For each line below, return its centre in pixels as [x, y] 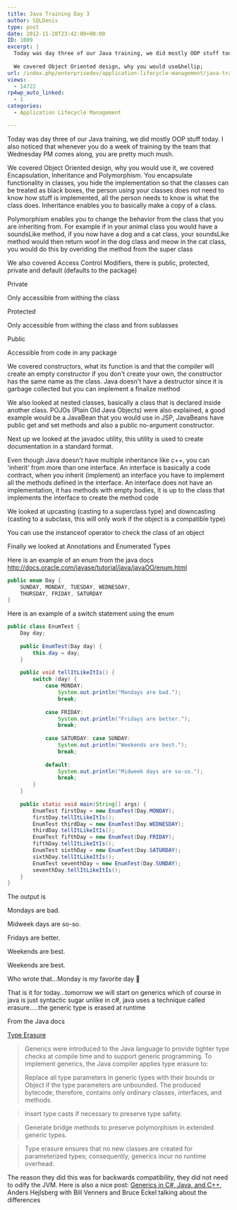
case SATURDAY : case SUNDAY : [88, 739]
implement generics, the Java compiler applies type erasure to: [116, 1064]
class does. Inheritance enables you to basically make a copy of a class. [112, 205]
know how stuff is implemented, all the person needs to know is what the [113, 197]
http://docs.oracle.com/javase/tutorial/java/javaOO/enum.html [97, 567]
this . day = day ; [56, 653]
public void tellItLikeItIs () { [67, 673]
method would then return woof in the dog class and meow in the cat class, [117, 241]
